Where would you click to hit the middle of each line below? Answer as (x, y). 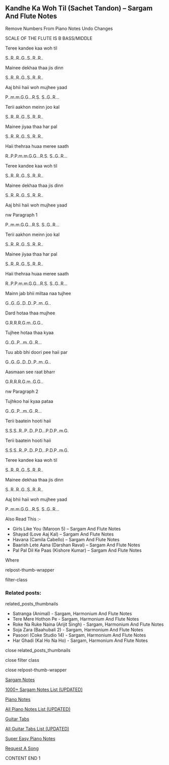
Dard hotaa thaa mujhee (30, 313)
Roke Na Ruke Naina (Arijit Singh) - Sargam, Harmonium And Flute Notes (88, 624)
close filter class (22, 660)
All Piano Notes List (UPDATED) (38, 709)
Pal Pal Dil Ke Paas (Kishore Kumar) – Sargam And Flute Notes (77, 550)
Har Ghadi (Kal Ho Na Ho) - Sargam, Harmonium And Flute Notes (80, 640)
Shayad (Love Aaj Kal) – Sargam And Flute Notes (63, 534)
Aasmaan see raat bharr (30, 372)
